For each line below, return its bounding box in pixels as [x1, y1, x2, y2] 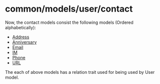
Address [12, 34, 29, 40]
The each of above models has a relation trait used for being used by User [5, 69, 155, 75]
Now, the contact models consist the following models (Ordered [5, 19, 134, 25]
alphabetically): [5, 24, 36, 30]
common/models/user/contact [5, 3, 133, 15]
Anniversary [12, 39, 37, 45]
